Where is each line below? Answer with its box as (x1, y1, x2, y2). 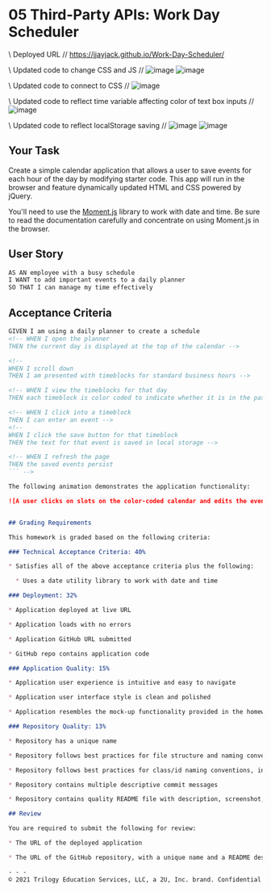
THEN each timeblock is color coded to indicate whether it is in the (8, 394, 251, 402)
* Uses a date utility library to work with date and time (15, 577, 219, 586)
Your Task (8, 144, 60, 158)
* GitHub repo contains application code (8, 649, 150, 658)
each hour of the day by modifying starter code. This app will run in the (8, 173, 245, 183)
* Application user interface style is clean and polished (8, 694, 211, 702)
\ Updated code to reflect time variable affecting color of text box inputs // (8, 96, 254, 106)
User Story (8, 248, 64, 261)
